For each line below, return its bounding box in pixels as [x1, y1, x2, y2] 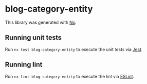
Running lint [5, 61, 43, 69]
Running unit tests [5, 34, 62, 42]
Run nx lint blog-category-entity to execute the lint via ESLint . [5, 73, 135, 79]
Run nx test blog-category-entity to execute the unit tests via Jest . [5, 46, 143, 52]
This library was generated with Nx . [5, 19, 76, 25]
